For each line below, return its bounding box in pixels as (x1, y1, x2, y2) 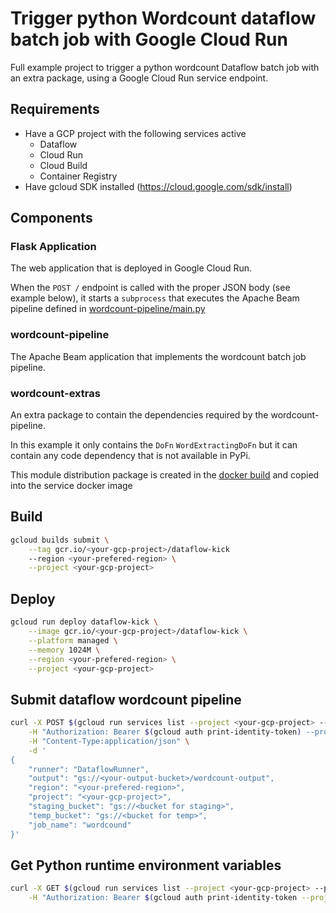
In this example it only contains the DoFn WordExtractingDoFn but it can (10, 439, 298, 451)
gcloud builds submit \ (10, 535, 110, 545)
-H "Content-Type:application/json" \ (28, 736, 190, 746)
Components (10, 210, 93, 227)
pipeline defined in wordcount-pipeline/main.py (10, 303, 206, 315)
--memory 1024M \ (28, 645, 101, 655)
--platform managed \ (28, 635, 118, 646)
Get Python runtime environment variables (10, 857, 282, 874)
